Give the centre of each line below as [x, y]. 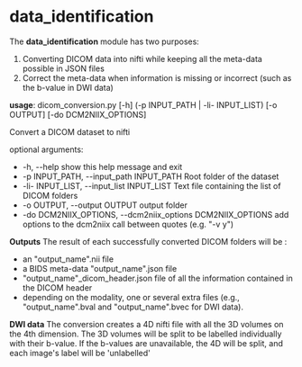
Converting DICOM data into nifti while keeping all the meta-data [142, 58]
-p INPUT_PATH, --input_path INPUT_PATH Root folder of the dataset [151, 176]
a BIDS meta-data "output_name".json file [100, 268]
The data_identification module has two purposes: [105, 41]
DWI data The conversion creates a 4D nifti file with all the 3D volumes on [146, 324]
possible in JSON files [64, 68]
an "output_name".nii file [68, 259]
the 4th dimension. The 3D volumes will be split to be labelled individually [146, 334]
